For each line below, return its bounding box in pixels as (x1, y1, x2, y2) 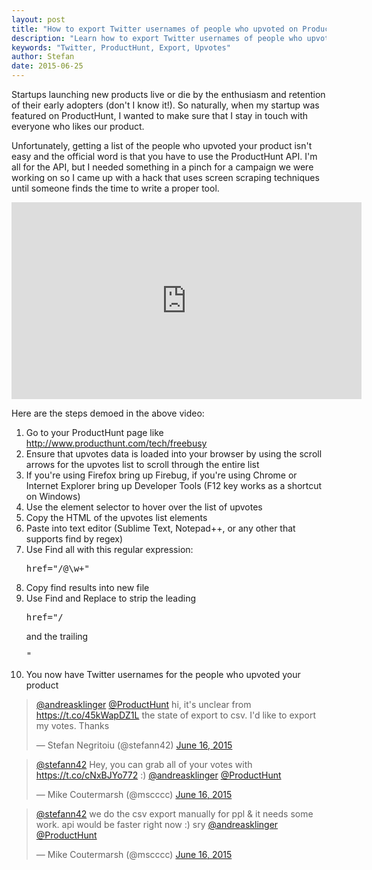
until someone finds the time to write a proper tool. (11, 182, 220, 194)
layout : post (11, 14, 66, 25)
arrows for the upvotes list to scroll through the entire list (25, 459, 260, 470)
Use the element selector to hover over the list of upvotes (25, 501, 263, 513)
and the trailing (25, 631, 89, 642)
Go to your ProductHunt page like (25, 427, 164, 438)
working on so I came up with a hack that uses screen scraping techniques (11, 172, 320, 183)
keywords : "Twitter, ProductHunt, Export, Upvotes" (11, 42, 231, 53)
